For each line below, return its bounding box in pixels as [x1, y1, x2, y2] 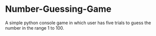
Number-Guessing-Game [5, 3, 112, 15]
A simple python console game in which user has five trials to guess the [5, 20, 152, 26]
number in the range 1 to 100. [5, 25, 64, 31]
